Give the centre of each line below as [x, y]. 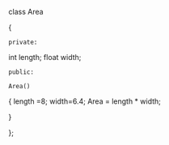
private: [23, 42]
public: [21, 72]
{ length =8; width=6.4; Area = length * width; [85, 101]
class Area [26, 12]
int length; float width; [45, 57]
